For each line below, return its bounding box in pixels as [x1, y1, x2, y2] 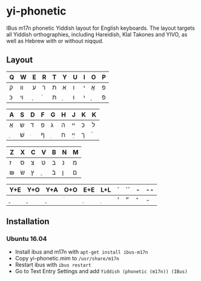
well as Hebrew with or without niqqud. [6, 37, 104, 44]
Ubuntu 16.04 [6, 235, 47, 243]
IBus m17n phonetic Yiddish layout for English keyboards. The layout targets [6, 24, 195, 32]
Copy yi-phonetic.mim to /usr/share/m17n [15, 255, 119, 262]
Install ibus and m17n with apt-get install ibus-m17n [15, 248, 148, 256]
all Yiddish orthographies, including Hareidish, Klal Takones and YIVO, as [6, 30, 188, 38]
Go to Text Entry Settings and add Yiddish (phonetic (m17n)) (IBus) [15, 268, 188, 275]
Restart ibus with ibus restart [15, 261, 91, 268]
